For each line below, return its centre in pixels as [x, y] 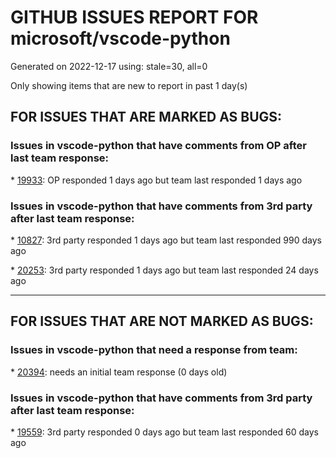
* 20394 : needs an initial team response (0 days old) [119, 372]
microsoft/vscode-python [120, 38]
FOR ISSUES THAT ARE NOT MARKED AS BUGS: [162, 321]
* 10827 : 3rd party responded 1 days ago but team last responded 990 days [166, 240]
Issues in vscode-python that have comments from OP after [158, 146]
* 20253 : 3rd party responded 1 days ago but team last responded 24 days [164, 270]
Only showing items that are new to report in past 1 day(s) [129, 85]
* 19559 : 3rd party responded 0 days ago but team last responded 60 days [164, 432]
